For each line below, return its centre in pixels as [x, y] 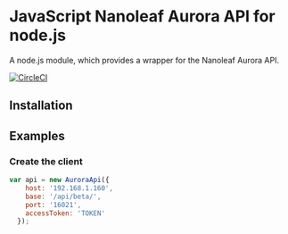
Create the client [46, 161]
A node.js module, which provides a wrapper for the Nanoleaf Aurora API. [144, 60]
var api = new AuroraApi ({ [59, 180]
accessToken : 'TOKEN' [65, 213]
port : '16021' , [53, 205]
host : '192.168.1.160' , [70, 188]
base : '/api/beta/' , [63, 196]
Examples [37, 136]
